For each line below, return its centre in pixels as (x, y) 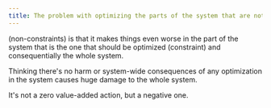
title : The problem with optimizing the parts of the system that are (129, 16)
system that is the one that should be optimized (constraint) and (115, 47)
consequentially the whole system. (66, 55)
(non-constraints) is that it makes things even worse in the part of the (123, 38)
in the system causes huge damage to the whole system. (103, 79)
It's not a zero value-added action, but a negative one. (98, 95)
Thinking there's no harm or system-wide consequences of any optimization (135, 71)
